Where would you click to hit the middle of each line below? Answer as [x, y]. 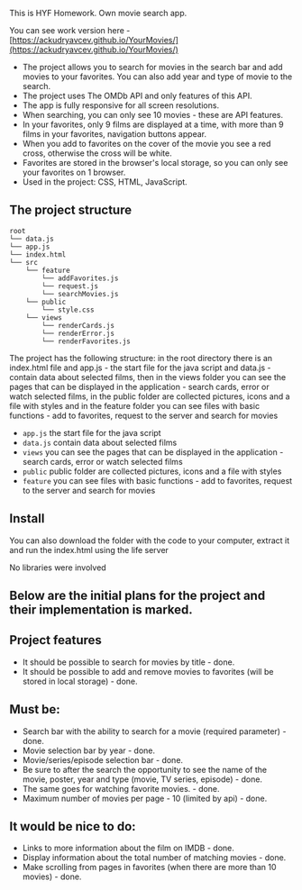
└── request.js [70, 286]
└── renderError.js [78, 333]
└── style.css [68, 310]
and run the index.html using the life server [89, 549]
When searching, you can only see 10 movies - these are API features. [153, 115]
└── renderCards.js [78, 325]
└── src [24, 262]
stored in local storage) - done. [80, 681]
